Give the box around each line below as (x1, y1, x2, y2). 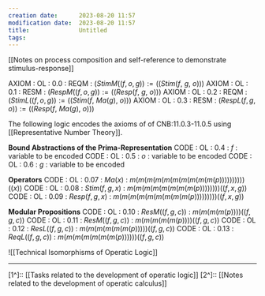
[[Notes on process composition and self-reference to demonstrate (8, 55, 227, 65)
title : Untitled (8, 26, 108, 34)
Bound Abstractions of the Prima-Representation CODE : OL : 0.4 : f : (8, 143, 238, 152)
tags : (8, 33, 26, 42)
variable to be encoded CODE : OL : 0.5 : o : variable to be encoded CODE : (8, 152, 252, 161)
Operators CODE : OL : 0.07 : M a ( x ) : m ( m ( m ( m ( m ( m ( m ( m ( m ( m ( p (8, 175, 220, 185)
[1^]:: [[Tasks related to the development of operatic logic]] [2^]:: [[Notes (8, 270, 244, 280)
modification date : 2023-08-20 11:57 (8, 19, 136, 27)
